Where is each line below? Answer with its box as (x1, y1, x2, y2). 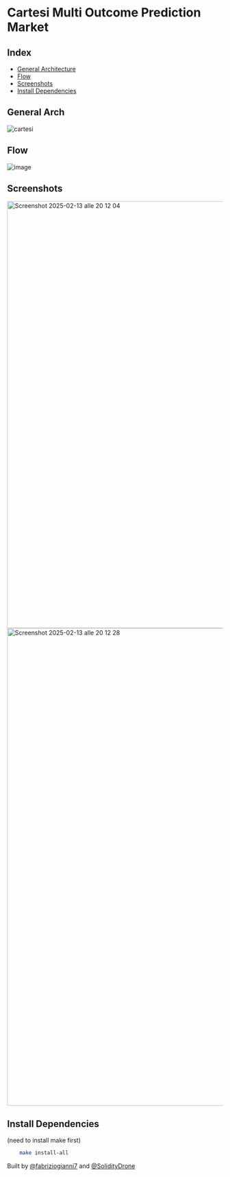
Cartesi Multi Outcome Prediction (7, 5, 201, 21)
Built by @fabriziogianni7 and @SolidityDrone (7, 1162, 136, 1170)
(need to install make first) (7, 1137, 81, 1145)
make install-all (19, 1150, 69, 1156)
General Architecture (16, 65, 77, 73)
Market (7, 19, 49, 35)
